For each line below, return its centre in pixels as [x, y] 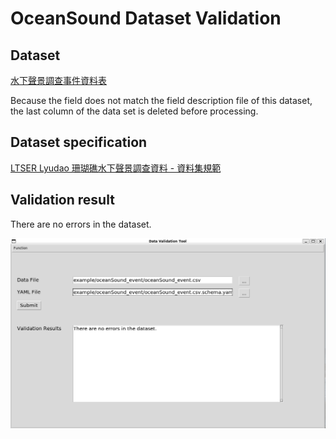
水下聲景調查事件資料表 [58, 80]
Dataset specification [79, 142]
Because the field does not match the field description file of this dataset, [161, 100]
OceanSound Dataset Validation [146, 18]
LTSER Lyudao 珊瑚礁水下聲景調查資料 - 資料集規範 [116, 168]
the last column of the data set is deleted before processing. [134, 111]
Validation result [62, 200]
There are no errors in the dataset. [81, 224]
